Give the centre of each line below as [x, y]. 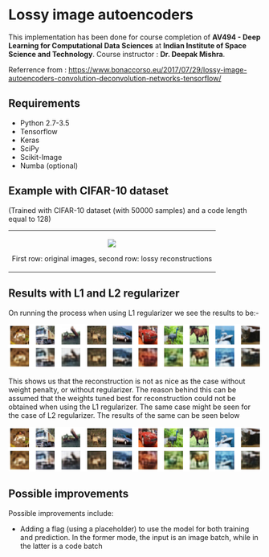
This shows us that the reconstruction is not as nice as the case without [127, 381]
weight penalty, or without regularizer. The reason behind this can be [122, 390]
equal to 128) [30, 219]
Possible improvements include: [61, 513]
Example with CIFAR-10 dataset [88, 191]
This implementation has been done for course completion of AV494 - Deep [134, 37]
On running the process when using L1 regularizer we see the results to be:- [134, 313]
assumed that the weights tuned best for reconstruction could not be [122, 399]
